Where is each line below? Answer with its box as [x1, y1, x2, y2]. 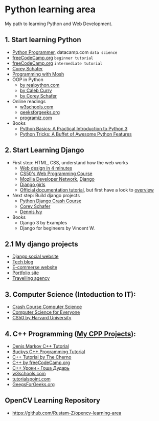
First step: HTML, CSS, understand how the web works [12, 159, 128, 165]
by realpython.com [19, 82, 60, 88]
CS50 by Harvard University [12, 315, 72, 321]
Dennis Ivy [19, 208, 42, 215]
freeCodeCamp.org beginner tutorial [12, 54, 94, 61]
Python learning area [5, 4, 96, 15]
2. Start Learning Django [5, 146, 84, 155]
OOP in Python [12, 76, 44, 83]
